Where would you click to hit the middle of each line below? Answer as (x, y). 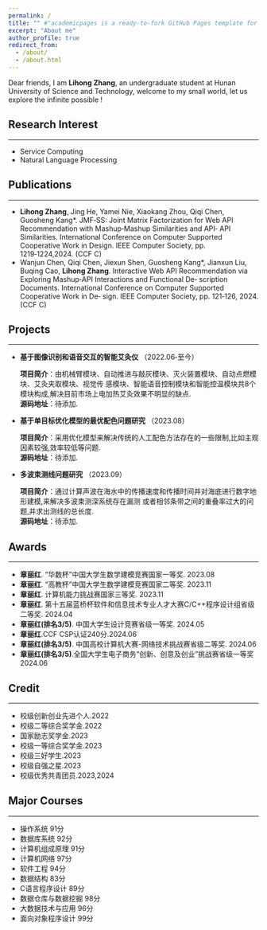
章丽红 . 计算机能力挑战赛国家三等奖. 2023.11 (92, 595)
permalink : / (30, 16)
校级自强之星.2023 (50, 765)
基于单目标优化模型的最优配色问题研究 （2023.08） (104, 421)
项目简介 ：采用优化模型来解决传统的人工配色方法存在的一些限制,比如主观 (139, 438)
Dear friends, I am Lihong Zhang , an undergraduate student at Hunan (122, 82)
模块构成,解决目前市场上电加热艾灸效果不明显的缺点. (105, 394)
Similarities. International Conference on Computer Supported (121, 236)
